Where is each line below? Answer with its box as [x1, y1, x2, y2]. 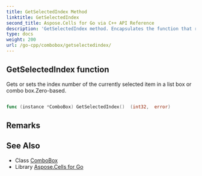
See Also [6, 141, 40, 151]
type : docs [6, 31, 34, 37]
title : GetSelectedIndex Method [6, 8, 87, 15]
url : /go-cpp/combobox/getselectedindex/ [6, 43, 112, 49]
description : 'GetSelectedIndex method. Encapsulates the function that [6, 25, 192, 32]
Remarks [6, 120, 41, 130]
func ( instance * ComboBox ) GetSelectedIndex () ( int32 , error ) [6, 103, 171, 110]
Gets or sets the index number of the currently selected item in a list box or [6, 80, 192, 88]
